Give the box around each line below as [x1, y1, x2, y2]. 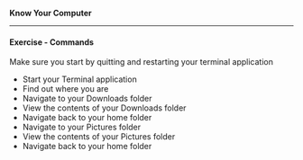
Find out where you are [22, 84, 109, 94]
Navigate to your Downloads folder [22, 93, 152, 104]
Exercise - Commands [9, 36, 95, 48]
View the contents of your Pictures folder [22, 131, 176, 142]
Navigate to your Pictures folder [22, 121, 142, 133]
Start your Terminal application [22, 74, 137, 84]
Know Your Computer [9, 8, 92, 18]
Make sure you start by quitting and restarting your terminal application [9, 57, 273, 67]
